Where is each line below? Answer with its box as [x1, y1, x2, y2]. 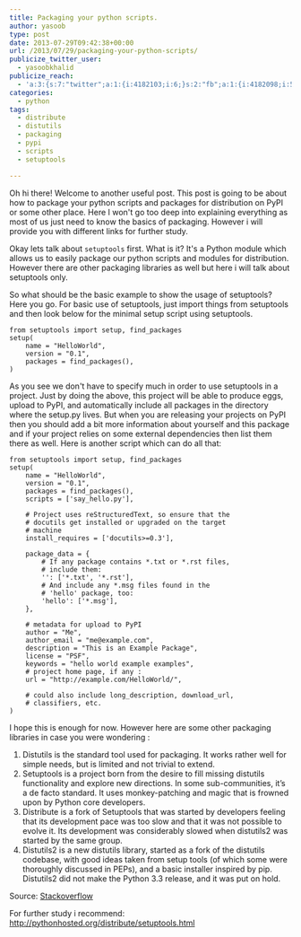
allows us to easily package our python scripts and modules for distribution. [9, 252, 289, 263]
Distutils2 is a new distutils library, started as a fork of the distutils [21, 845, 266, 855]
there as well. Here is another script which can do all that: [9, 437, 222, 449]
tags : [9, 105, 30, 114]
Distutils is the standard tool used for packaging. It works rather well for [21, 749, 287, 759]
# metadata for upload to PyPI [25, 620, 142, 629]
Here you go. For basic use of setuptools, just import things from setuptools [9, 298, 289, 310]
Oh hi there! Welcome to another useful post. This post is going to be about [9, 188, 288, 198]
